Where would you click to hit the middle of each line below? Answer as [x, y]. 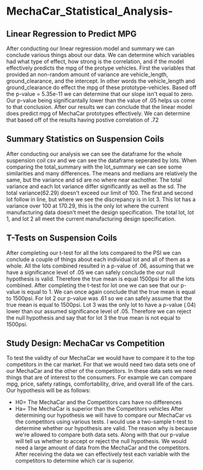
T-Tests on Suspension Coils [62, 238]
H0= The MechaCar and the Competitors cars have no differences [98, 402]
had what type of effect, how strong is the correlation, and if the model [95, 61]
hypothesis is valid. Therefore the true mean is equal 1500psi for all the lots [101, 279]
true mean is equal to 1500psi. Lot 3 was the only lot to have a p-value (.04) [101, 304]
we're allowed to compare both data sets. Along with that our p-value [102, 435]
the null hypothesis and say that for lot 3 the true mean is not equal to [94, 318]
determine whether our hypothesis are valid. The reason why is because [106, 428]
